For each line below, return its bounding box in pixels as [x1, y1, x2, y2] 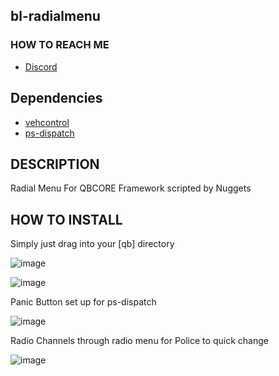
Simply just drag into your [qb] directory [10, 238, 175, 250]
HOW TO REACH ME [10, 38, 110, 52]
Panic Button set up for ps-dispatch [10, 296, 157, 308]
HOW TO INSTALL [10, 211, 123, 228]
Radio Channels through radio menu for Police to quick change [10, 335, 269, 347]
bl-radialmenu [10, 8, 101, 25]
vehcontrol [24, 116, 70, 128]
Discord [24, 60, 58, 73]
